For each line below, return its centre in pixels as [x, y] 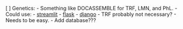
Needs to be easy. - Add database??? [51, 20]
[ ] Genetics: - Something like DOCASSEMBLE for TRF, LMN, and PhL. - [91, 8]
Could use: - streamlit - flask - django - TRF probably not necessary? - [91, 14]
